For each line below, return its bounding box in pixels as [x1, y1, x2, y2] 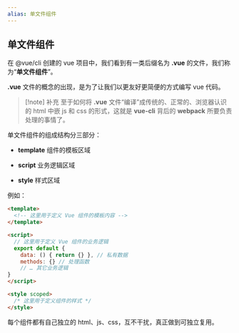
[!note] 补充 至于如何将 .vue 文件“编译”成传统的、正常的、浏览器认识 [24, 97, 227, 107]
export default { [14, 245, 66, 252]
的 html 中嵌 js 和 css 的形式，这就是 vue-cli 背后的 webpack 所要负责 [24, 107, 233, 115]
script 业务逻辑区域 [17, 161, 76, 169]
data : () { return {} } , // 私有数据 [20, 251, 128, 258]
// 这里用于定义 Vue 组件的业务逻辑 [14, 238, 109, 245]
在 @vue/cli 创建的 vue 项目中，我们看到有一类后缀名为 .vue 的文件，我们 [7, 58, 225, 68]
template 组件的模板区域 [17, 146, 91, 154]
